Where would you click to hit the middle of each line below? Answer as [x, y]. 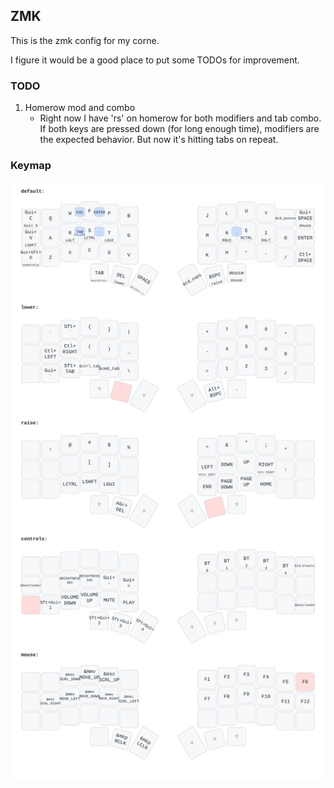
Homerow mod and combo [80, 108]
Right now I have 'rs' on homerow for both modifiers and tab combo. [180, 118]
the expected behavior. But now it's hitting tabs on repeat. [159, 140]
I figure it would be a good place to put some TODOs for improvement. [155, 60]
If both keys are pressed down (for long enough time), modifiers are [179, 129]
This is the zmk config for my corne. [85, 40]
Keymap [31, 166]
